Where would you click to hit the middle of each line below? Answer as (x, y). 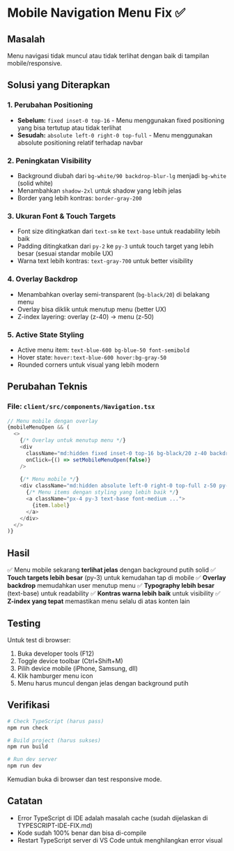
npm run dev (24, 766)
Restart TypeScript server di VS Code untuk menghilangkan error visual (120, 840)
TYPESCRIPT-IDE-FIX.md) (55, 825)
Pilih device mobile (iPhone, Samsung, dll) (77, 668)
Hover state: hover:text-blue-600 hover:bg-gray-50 (92, 357)
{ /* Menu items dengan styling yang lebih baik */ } (102, 493)
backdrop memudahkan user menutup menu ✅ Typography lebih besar (111, 586)
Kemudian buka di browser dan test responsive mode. (85, 779)
